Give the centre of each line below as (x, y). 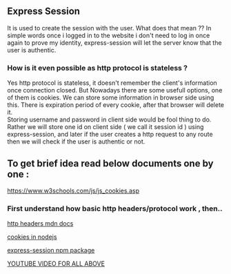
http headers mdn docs (40, 224)
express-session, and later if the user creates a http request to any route (110, 135)
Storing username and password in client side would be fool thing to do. (109, 119)
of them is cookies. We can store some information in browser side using (111, 98)
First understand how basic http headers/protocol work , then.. (115, 208)
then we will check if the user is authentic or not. (76, 141)
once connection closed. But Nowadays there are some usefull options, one (115, 90)
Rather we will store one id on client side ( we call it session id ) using (106, 127)
